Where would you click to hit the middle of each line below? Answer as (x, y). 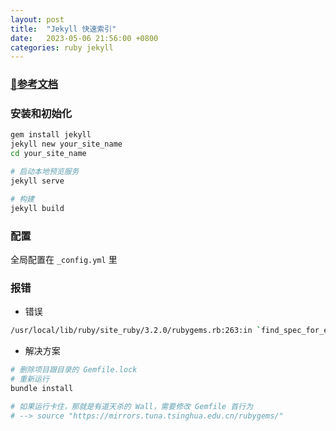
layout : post (37, 19)
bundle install (42, 388)
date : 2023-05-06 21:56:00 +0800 (84, 38)
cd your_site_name (48, 154)
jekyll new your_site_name (66, 144)
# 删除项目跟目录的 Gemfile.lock (74, 370)
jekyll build (37, 208)
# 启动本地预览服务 (45, 172)
